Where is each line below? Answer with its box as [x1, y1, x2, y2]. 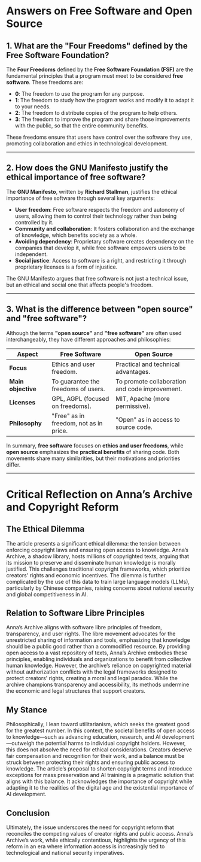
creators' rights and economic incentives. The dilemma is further [6, 571, 166, 578]
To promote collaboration [115, 377, 187, 385]
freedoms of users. [51, 385, 105, 393]
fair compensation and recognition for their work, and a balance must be [6, 753, 185, 760]
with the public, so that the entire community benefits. [14, 122, 148, 129]
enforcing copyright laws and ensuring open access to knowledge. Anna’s [6, 546, 188, 553]
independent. [14, 250, 48, 258]
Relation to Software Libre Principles [6, 608, 145, 619]
